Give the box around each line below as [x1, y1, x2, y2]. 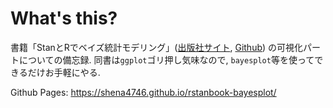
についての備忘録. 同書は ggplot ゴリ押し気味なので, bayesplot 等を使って [18, 53, 315, 66]
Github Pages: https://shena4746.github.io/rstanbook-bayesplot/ [10, 86, 277, 98]
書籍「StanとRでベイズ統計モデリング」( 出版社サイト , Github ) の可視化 [10, 41, 304, 53]
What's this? [10, 7, 118, 30]
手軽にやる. [53, 66, 101, 78]
